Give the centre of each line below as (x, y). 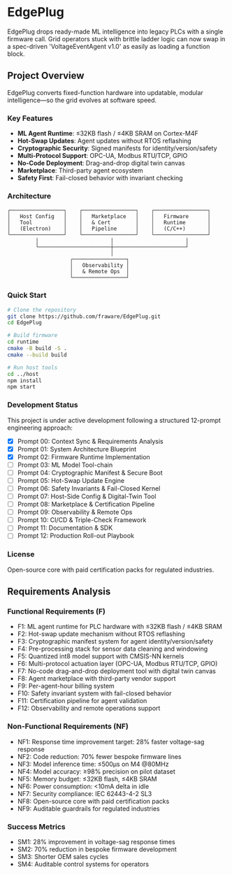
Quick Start (27, 296)
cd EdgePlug (24, 323)
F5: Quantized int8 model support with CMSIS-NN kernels (101, 656)
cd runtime (23, 342)
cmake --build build (37, 355)
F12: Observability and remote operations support (89, 708)
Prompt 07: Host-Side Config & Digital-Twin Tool (87, 496)
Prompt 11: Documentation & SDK (65, 528)
